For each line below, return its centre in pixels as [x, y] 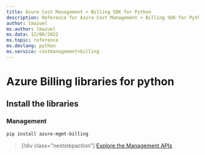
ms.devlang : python [31, 46]
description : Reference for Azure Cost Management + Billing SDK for [97, 18]
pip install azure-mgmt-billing [47, 134]
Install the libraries [43, 104]
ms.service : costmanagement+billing [53, 52]
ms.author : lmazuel [31, 29]
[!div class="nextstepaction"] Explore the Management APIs [97, 145]
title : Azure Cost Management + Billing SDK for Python [79, 12]
